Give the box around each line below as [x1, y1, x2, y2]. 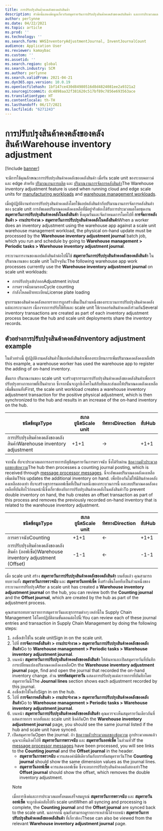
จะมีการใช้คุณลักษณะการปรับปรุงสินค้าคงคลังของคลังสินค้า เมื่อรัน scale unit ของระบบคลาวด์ [5, 175, 154, 181]
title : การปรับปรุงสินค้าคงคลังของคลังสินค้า [5, 7, 70, 12]
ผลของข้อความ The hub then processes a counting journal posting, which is [5, 464, 149, 470]
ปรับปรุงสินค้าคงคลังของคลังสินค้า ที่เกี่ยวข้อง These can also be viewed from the [12, 815, 152, 821]
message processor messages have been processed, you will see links [12, 743, 154, 749]
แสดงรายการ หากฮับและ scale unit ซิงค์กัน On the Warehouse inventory [12, 716, 142, 722]
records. [5, 320, 22, 326]
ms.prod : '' [5, 30, 29, 35]
